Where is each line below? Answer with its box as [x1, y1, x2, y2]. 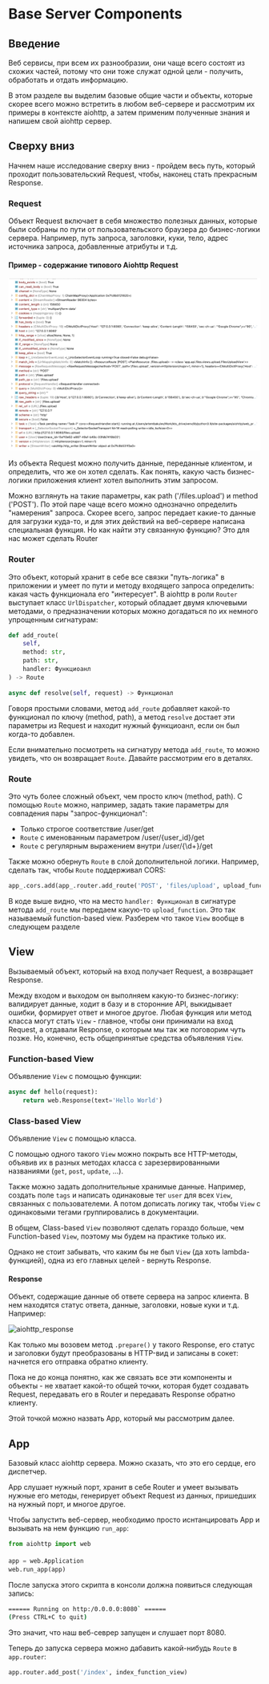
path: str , [22, 657, 59, 665]
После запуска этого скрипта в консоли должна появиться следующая [8, 1580, 253, 1589]
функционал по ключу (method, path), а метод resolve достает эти [8, 712, 235, 722]
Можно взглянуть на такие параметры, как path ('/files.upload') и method [8, 491, 259, 501]
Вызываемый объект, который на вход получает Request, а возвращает [8, 966, 254, 976]
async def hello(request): [8, 1088, 98, 1096]
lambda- [221, 1247, 250, 1257]
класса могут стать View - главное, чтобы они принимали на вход [8, 1016, 234, 1026]
